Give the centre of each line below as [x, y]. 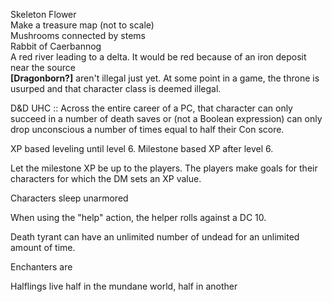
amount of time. [43, 247]
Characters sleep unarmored [69, 198]
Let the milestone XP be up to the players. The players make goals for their [164, 168]
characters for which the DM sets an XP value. [106, 178]
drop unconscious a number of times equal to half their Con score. [147, 129]
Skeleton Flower [43, 14]
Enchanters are [41, 267]
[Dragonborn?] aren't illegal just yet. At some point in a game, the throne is [165, 78]
